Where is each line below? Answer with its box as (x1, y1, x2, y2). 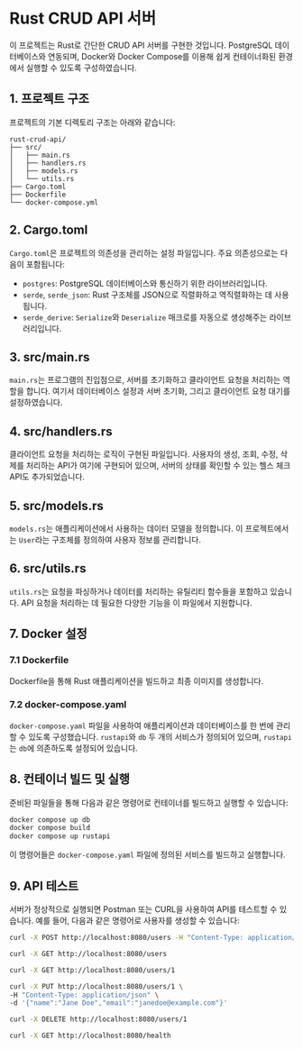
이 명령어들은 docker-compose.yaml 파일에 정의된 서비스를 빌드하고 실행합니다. (9, 849, 286, 861)
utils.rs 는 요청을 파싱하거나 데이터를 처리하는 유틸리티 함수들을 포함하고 (9, 586, 269, 597)
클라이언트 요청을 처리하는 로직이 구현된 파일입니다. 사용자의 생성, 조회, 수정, (9, 449, 279, 460)
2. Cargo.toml (9, 223, 88, 238)
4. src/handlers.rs (9, 424, 113, 439)
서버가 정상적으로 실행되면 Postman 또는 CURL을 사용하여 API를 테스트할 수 (9, 904, 278, 915)
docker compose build (9, 824, 91, 833)
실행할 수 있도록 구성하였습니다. (25, 62, 137, 73)
